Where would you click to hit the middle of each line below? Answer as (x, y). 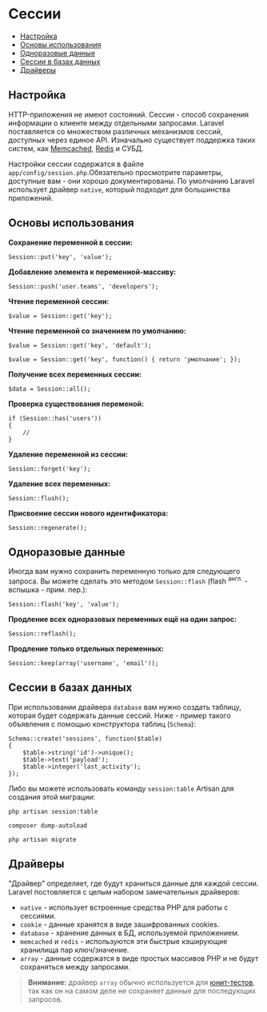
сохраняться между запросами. (75, 966)
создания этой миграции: (52, 797)
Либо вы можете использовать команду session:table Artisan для (121, 788)
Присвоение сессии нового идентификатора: (88, 513)
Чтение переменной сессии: (59, 301)
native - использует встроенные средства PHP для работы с (124, 907)
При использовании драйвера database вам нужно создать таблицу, (125, 707)
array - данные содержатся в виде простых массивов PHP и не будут (139, 958)
